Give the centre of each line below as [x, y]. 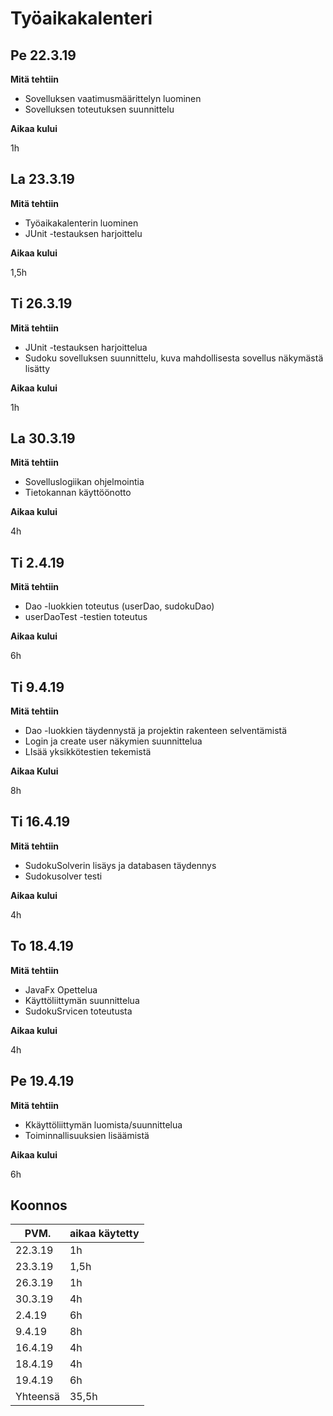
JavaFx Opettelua [61, 989]
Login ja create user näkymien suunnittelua [113, 741]
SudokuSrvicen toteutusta [78, 1011]
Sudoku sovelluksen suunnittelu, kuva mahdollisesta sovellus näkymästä [174, 358]
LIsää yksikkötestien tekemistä [88, 752]
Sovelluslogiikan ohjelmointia [84, 482]
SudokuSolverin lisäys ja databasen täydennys [120, 865]
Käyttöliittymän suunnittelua [82, 1000]
